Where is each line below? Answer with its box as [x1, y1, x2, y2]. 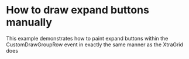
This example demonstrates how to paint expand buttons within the [6, 35, 169, 42]
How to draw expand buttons [6, 3, 149, 17]
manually [6, 16, 53, 29]
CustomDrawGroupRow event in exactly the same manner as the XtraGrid [6, 41, 183, 48]
